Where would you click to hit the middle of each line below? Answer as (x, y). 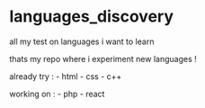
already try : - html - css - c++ (66, 76)
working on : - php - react (57, 94)
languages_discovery (91, 17)
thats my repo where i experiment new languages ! (103, 58)
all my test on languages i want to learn (82, 41)
